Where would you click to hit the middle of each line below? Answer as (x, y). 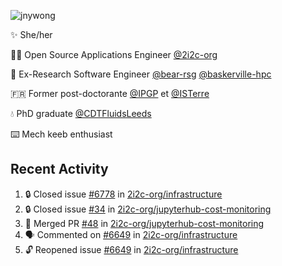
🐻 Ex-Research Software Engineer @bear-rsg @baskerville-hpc (141, 74)
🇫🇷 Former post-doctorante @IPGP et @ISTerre (110, 93)
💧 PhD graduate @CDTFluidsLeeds (81, 113)
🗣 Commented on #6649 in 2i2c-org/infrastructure (131, 234)
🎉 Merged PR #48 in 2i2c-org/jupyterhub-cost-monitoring (144, 223)
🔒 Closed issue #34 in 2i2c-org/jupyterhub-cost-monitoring (148, 209)
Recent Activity (59, 169)
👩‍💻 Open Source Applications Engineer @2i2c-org (114, 54)
